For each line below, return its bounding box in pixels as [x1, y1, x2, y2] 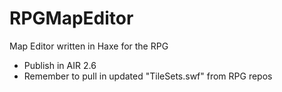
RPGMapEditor [9, 7, 134, 30]
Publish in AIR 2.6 [23, 59, 97, 71]
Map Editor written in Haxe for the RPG [9, 40, 169, 52]
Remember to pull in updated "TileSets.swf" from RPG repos [23, 70, 273, 82]
